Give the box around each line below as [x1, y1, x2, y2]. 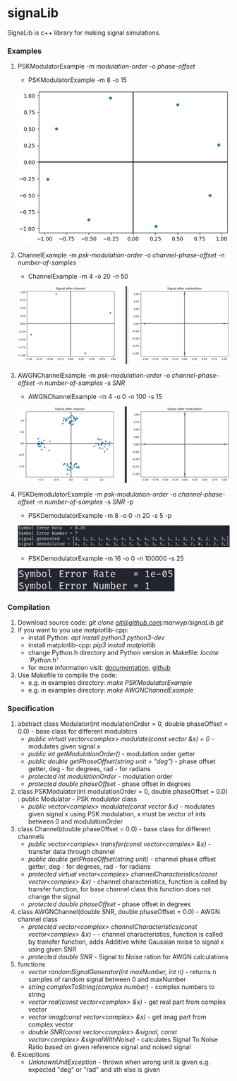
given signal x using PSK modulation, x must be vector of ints [28, 810, 206, 819]
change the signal [28, 893, 80, 901]
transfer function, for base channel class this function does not [28, 885, 212, 894]
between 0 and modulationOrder [28, 817, 123, 826]
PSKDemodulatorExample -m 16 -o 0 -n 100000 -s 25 [28, 554, 185, 562]
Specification [7, 703, 54, 713]
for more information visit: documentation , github [28, 664, 171, 672]
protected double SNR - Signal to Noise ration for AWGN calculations [28, 953, 229, 961]
